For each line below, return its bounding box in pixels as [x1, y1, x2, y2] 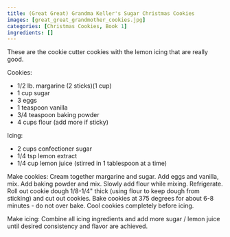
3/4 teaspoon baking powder [16, 111, 100, 119]
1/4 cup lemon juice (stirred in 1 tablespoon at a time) [16, 159, 167, 168]
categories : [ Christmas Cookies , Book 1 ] [7, 23, 128, 29]
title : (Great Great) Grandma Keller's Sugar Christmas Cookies [7, 10, 195, 17]
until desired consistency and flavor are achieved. [7, 222, 148, 230]
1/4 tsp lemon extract [16, 152, 78, 160]
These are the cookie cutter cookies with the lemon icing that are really [7, 48, 208, 56]
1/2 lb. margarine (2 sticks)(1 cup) [16, 82, 112, 90]
